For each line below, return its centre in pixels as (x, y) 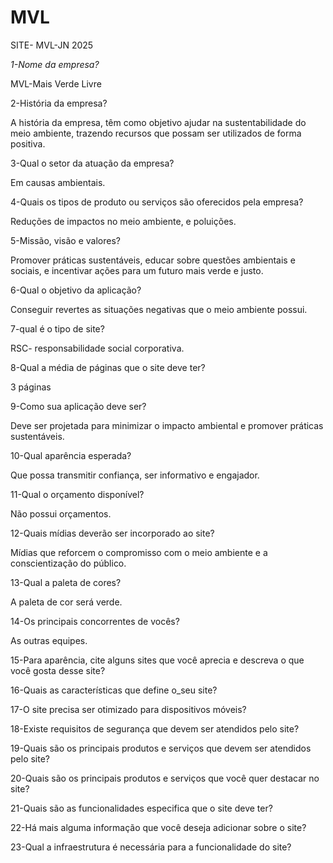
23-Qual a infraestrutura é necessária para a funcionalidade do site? (151, 847)
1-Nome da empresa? (55, 64)
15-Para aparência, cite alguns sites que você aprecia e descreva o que (157, 660)
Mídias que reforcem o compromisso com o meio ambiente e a (139, 552)
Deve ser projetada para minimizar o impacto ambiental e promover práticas (167, 425)
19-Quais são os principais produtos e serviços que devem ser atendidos (161, 748)
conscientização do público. (68, 563)
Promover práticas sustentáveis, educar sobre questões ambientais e (153, 260)
